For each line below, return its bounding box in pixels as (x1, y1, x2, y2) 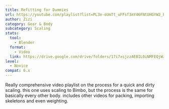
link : (10, 54, 22, 59)
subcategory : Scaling (5, 26, 51, 31)
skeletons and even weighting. (5, 98, 68, 103)
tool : (10, 36, 22, 41)
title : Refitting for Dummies (5, 7, 69, 13)
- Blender (14, 40, 35, 45)
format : (10, 45, 26, 50)
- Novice (10, 63, 28, 68)
